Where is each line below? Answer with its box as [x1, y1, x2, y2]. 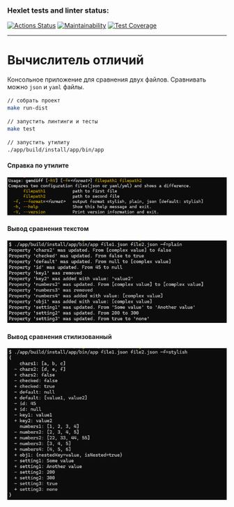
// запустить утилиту [7, 139, 70, 146]
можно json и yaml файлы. [7, 83, 85, 91]
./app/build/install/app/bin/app [7, 146, 104, 153]
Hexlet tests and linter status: [7, 6, 109, 15]
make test [7, 125, 36, 133]
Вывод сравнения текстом [7, 225, 89, 233]
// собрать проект [7, 97, 61, 105]
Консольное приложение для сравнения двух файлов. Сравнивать [7, 75, 207, 84]
